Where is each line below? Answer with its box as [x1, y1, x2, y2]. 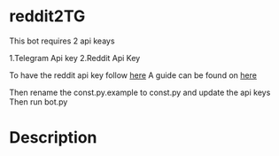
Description [9, 128, 97, 148]
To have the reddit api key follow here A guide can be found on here [9, 69, 257, 81]
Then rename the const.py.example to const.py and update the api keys [9, 87, 271, 97]
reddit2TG [9, 6, 86, 27]
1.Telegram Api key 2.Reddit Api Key [9, 52, 141, 63]
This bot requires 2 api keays [9, 35, 115, 46]
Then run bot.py [9, 96, 68, 107]
